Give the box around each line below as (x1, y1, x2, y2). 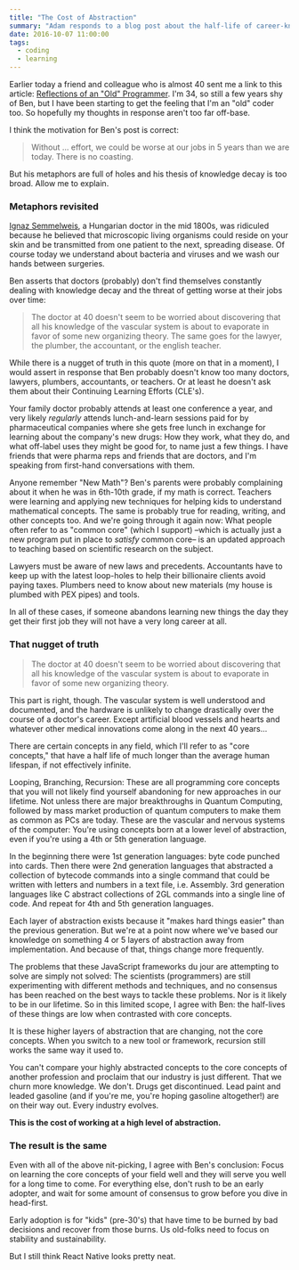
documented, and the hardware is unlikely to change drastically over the (9, 704, 274, 715)
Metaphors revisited (9, 200, 100, 212)
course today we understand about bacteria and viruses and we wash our (9, 249, 280, 259)
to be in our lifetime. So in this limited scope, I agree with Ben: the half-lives (9, 999, 286, 1010)
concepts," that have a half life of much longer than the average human (9, 750, 270, 760)
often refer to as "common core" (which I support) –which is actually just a (9, 525, 282, 536)
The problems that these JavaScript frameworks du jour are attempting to (9, 961, 279, 971)
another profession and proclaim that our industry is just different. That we (9, 1071, 282, 1082)
